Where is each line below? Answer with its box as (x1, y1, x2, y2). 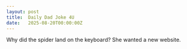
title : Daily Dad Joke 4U (6, 14, 75, 20)
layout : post (6, 8, 39, 15)
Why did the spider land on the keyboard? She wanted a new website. (6, 36, 181, 44)
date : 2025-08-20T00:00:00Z (6, 20, 83, 26)
